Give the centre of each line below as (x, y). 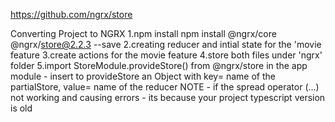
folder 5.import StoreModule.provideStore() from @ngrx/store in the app (159, 65)
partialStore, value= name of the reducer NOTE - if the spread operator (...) (165, 87)
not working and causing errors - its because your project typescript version (168, 97)
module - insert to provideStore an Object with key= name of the (143, 76)
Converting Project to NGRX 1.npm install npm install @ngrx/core (143, 33)
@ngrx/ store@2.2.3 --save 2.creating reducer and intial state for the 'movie (166, 44)
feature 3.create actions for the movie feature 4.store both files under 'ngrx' (166, 55)
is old (21, 108)
